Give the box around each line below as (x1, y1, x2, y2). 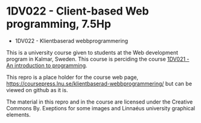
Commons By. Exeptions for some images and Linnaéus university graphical (6, 104, 195, 111)
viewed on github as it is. (6, 86, 68, 93)
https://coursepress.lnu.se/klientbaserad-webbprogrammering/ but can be (6, 80, 192, 87)
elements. (6, 111, 31, 118)
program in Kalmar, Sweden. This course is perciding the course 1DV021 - (6, 55, 190, 62)
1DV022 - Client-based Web (6, 4, 149, 18)
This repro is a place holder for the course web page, (6, 73, 139, 81)
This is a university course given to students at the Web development (6, 48, 179, 56)
